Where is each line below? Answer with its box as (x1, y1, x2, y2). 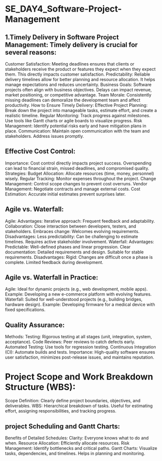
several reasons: (5, 48, 57, 56)
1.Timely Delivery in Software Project (5, 33, 119, 41)
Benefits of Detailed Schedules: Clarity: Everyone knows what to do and (5, 435, 149, 441)
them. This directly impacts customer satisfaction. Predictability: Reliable (5, 71, 150, 77)
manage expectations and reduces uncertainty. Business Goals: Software (5, 82, 152, 87)
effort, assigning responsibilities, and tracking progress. (5, 408, 116, 414)
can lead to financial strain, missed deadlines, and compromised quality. (5, 165, 149, 171)
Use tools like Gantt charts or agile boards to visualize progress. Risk (5, 118, 142, 123)
